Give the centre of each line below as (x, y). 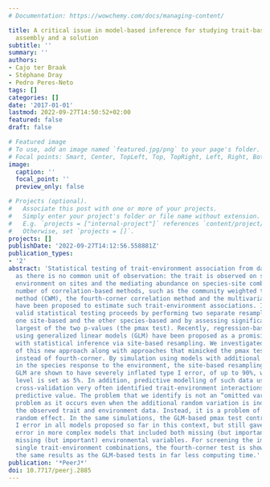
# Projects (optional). (48, 202)
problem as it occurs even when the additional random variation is (133, 403)
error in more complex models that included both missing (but (123, 433)
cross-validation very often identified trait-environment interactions (140, 388)
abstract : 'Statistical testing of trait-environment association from (131, 268)
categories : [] (34, 97)
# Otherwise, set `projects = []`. (72, 231)
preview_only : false (50, 187)
